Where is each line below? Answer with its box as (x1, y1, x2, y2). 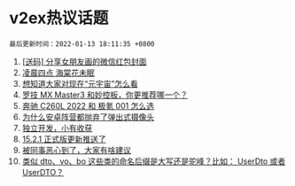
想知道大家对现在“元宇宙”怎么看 (21, 78, 139, 89)
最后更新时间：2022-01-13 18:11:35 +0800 (9, 39, 155, 49)
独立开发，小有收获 (21, 122, 93, 133)
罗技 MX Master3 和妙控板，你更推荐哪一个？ (21, 89, 189, 100)
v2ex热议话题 (9, 8, 109, 28)
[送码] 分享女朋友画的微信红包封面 (21, 56, 147, 66)
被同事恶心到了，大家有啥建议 (21, 144, 131, 155)
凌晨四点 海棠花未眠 (21, 67, 95, 78)
